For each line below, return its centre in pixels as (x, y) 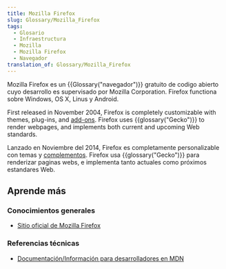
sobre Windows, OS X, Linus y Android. (63, 99)
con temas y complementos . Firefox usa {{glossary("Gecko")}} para (103, 155)
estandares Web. (31, 169)
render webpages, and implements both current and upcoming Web (103, 127)
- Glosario (29, 33)
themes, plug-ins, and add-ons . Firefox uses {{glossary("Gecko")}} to (106, 119)
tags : (15, 26)
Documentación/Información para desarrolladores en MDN (101, 258)
